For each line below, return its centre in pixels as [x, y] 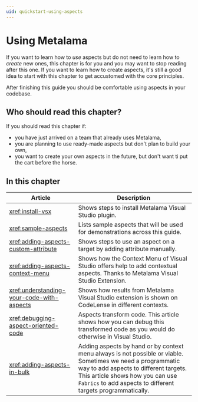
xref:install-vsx [30, 212]
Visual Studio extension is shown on [128, 298]
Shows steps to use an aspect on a [126, 242]
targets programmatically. [114, 391]
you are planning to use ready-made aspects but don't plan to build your [103, 144]
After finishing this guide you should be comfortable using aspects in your [96, 87]
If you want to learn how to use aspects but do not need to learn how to [93, 57]
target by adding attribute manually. [127, 249]
